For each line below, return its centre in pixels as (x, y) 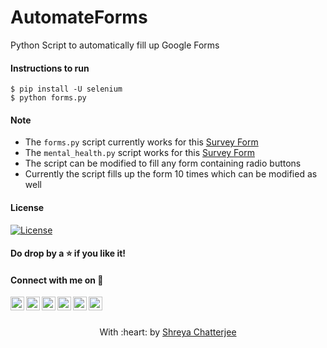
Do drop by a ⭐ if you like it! (68, 253)
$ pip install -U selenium (66, 89)
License (27, 207)
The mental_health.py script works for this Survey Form (139, 153)
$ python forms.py (48, 98)
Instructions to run (50, 68)
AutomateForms (79, 17)
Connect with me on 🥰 (57, 280)
